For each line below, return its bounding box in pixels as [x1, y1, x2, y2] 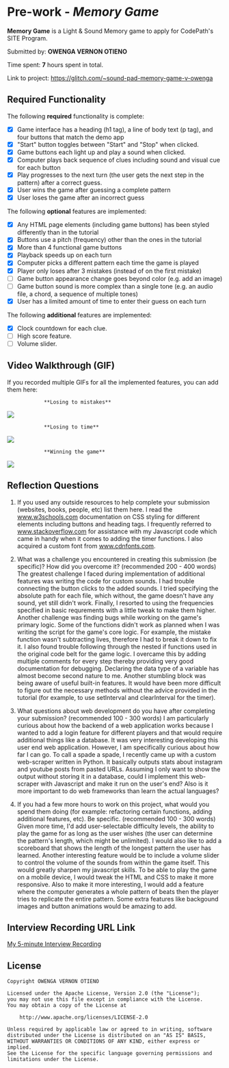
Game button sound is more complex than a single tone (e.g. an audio [16, 282, 213, 290]
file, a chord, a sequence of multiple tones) [16, 289, 139, 298]
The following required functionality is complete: [7, 112, 145, 120]
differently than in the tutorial [16, 228, 99, 236]
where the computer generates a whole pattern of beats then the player [16, 887, 219, 895]
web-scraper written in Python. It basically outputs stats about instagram [16, 757, 223, 766]
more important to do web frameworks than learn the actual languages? [16, 786, 219, 795]
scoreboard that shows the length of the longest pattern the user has [16, 844, 212, 852]
